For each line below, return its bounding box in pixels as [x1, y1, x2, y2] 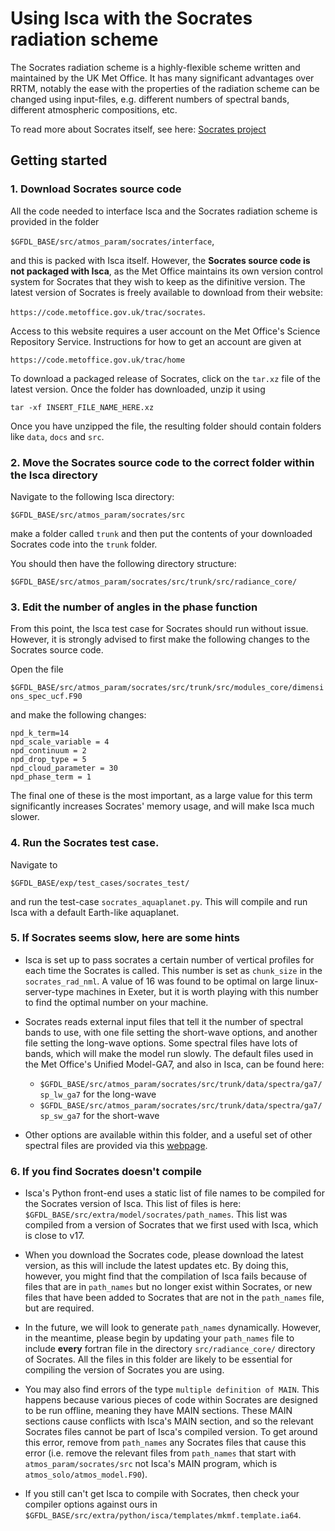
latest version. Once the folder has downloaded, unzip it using [10, 383, 266, 395]
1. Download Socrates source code [10, 182, 182, 196]
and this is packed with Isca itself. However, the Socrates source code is [10, 254, 311, 266]
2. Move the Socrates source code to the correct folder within [10, 455, 315, 469]
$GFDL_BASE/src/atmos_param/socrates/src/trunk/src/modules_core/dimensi [10, 683, 325, 693]
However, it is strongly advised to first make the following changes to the [10, 633, 310, 646]
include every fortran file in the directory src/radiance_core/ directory [24, 1343, 316, 1355]
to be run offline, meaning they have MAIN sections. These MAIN [24, 1405, 293, 1417]
